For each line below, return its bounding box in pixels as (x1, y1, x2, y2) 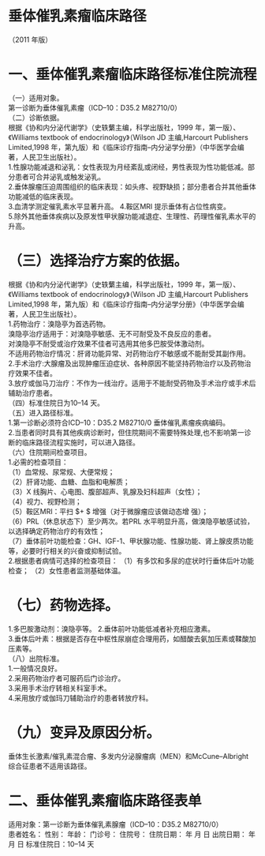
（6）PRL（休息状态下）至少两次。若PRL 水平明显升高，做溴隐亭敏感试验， (8, 516, 255, 526)
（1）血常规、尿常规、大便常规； (8, 467, 115, 476)
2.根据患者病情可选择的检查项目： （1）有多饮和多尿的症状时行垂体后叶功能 (8, 556, 255, 565)
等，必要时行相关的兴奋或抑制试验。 (8, 546, 126, 555)
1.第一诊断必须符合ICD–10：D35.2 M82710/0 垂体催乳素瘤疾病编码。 (8, 418, 230, 427)
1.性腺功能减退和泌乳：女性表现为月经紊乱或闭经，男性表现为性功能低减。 (8, 162, 248, 171)
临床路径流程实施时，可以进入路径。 (21, 437, 140, 447)
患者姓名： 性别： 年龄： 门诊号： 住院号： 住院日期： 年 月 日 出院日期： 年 (8, 829, 256, 839)
